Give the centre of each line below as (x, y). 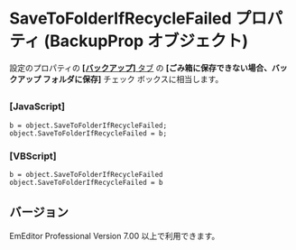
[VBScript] (33, 156)
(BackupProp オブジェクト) (146, 41)
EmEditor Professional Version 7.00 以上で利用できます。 (115, 236)
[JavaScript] (37, 106)
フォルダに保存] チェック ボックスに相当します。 (133, 79)
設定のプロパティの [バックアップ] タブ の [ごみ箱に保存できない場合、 (141, 68)
